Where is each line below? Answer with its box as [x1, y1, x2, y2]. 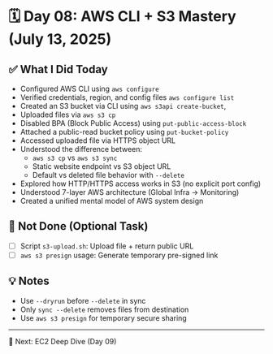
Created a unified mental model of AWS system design [19, 196, 204, 205]
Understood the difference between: [19, 145, 143, 153]
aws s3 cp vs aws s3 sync [32, 153, 118, 162]
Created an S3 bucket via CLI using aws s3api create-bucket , [19, 101, 227, 110]
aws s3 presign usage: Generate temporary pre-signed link [19, 250, 219, 260]
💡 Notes [8, 274, 50, 288]
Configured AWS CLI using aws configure [19, 84, 160, 93]
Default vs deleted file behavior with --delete [32, 171, 185, 179]
